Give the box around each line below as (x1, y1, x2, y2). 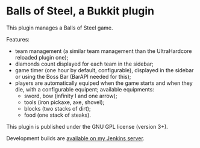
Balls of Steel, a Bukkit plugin (6, 4, 155, 18)
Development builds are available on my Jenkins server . (6, 134, 145, 142)
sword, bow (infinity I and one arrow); (23, 92, 117, 99)
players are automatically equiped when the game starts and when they (14, 79, 193, 87)
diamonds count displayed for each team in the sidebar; (14, 60, 154, 67)
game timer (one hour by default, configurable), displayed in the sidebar (14, 66, 194, 73)
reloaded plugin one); (14, 54, 69, 61)
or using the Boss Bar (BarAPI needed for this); (14, 73, 131, 80)
